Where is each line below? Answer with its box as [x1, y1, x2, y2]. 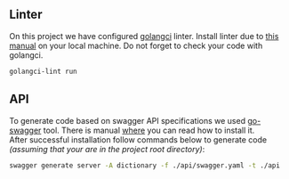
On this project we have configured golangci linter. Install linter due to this [9, 30, 279, 41]
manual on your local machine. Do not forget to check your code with [9, 40, 263, 51]
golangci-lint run [9, 67, 77, 76]
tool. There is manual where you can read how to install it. [43, 125, 255, 135]
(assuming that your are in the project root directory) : [9, 143, 205, 154]
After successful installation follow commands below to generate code [9, 134, 268, 145]
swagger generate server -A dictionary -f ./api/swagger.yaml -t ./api [9, 160, 280, 170]
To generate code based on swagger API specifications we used [9, 115, 246, 126]
